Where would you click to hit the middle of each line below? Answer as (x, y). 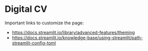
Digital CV (26, 9)
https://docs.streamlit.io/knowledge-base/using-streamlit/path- (77, 38)
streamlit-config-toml (34, 43)
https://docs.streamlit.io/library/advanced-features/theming (73, 32)
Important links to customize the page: (44, 23)
